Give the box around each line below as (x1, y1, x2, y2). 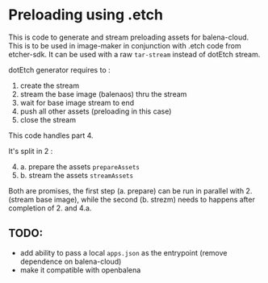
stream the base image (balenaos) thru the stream (19, 89, 187, 98)
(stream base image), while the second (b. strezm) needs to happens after (8, 194, 256, 204)
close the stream (19, 114, 77, 124)
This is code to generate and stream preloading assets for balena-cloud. (8, 32, 249, 42)
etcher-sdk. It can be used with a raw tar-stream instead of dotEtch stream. (8, 49, 261, 59)
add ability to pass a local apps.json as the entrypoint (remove (19, 248, 228, 257)
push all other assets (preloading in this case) (19, 106, 172, 116)
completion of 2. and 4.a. (8, 203, 92, 213)
